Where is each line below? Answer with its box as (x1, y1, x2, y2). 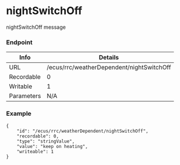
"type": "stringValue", (16, 138, 75, 144)
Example (6, 110, 32, 118)
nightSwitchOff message (6, 23, 66, 31)
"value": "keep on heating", (16, 143, 88, 149)
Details (99, 53, 119, 62)
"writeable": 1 (16, 149, 54, 154)
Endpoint (6, 38, 33, 46)
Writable (9, 82, 32, 90)
